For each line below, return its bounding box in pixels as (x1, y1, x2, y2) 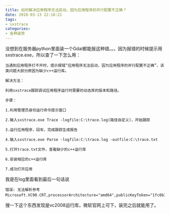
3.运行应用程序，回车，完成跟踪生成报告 (5, 127, 78, 132)
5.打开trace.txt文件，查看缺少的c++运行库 (5, 147, 86, 152)
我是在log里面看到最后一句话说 (5, 176, 70, 182)
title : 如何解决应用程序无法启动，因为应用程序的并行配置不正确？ (5, 7, 127, 13)
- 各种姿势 (5, 31, 25, 36)
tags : (5, 17, 17, 22)
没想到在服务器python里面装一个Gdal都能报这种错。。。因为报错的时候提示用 (5, 46, 163, 51)
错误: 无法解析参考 (5, 187, 40, 192)
